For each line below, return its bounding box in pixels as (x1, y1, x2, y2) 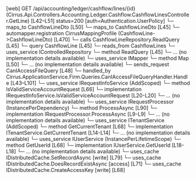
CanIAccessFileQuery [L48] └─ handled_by (6, 67, 111, 74)
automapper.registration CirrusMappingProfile (6, 30, 117, 37)
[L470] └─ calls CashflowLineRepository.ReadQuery (53, 36, 180, 43)
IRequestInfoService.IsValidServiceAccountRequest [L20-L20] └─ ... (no (6, 92, 180, 99)
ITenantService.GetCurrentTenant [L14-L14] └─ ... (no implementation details (6, 129, 191, 136)
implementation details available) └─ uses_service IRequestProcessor (6, 98, 174, 105)
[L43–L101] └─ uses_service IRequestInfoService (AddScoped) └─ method (11, 80, 190, 87)
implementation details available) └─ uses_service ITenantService (6, 117, 165, 123)
